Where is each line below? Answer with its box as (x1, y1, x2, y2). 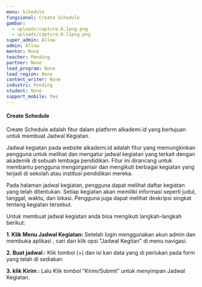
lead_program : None (6, 65, 56, 72)
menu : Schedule (6, 8, 45, 15)
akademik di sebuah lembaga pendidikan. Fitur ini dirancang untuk (6, 157, 173, 164)
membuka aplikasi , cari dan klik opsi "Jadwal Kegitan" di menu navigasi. (6, 237, 187, 245)
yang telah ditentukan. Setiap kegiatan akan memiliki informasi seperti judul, (6, 187, 196, 195)
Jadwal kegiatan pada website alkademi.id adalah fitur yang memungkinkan (6, 144, 196, 151)
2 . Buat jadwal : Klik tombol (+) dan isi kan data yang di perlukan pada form (6, 249, 195, 256)
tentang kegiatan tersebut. (6, 201, 73, 208)
